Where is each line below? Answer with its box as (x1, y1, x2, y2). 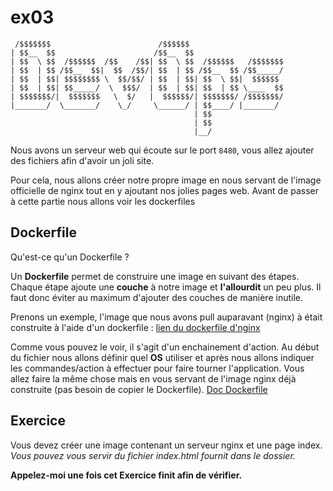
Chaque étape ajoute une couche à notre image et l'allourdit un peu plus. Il (10, 281, 322, 293)
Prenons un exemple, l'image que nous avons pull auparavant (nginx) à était (10, 311, 323, 323)
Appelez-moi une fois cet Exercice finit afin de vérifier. (10, 469, 243, 481)
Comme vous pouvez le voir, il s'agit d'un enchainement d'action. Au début (10, 341, 320, 353)
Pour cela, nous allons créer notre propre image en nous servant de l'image (10, 174, 322, 186)
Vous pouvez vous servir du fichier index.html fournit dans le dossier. (10, 449, 296, 461)
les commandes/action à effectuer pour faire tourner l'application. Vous (10, 362, 305, 374)
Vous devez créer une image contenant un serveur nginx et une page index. (10, 439, 323, 451)
